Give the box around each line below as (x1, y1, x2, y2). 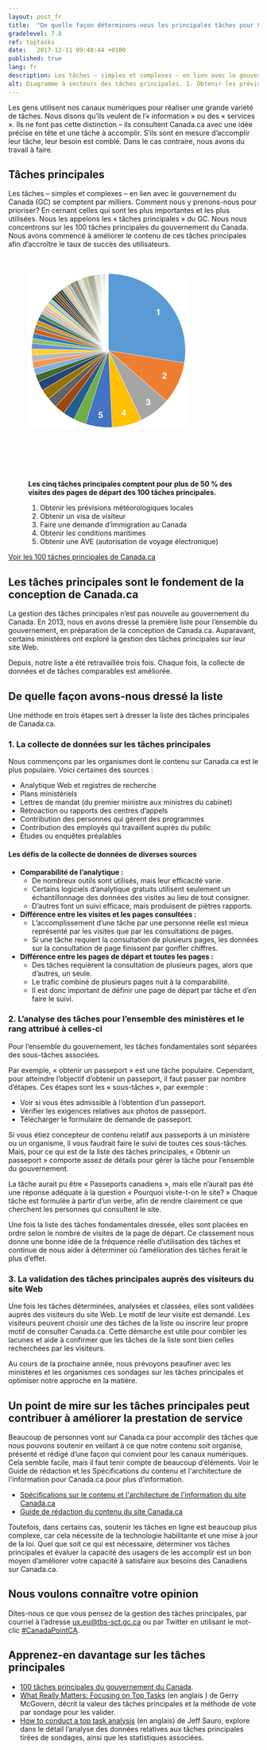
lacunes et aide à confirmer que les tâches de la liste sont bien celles (8, 1335, 234, 1345)
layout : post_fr (8, 13, 62, 21)
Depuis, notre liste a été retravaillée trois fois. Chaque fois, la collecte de (8, 658, 245, 667)
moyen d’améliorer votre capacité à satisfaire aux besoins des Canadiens (8, 1555, 248, 1565)
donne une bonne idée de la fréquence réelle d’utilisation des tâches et (8, 1236, 241, 1246)
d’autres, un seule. (31, 968, 93, 978)
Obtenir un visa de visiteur (39, 512, 126, 521)
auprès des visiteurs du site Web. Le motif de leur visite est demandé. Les (8, 1310, 250, 1319)
